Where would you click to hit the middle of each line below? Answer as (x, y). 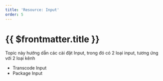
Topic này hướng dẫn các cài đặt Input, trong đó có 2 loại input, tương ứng (82, 53)
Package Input (27, 73)
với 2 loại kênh (20, 58)
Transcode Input (29, 68)
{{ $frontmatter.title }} (52, 39)
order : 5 (14, 14)
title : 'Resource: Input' (32, 10)
